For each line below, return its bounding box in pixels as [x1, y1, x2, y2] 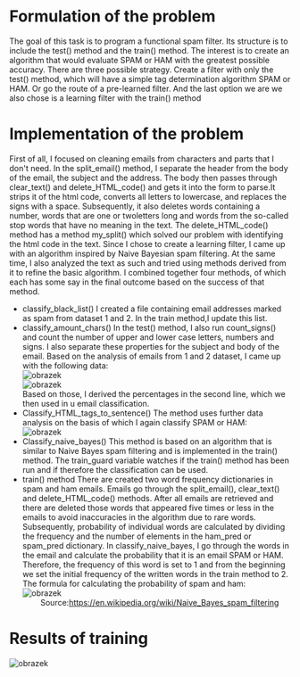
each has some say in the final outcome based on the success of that [9, 277, 265, 287]
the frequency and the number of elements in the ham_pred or [21, 531, 252, 541]
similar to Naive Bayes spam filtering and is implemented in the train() [21, 445, 279, 456]
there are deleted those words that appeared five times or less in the [21, 502, 275, 513]
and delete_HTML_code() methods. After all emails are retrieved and [21, 492, 274, 503]
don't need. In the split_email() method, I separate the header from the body [9, 162, 288, 173]
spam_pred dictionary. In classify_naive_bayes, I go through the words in [21, 540, 290, 550]
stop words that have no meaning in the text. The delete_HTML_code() [9, 219, 269, 230]
